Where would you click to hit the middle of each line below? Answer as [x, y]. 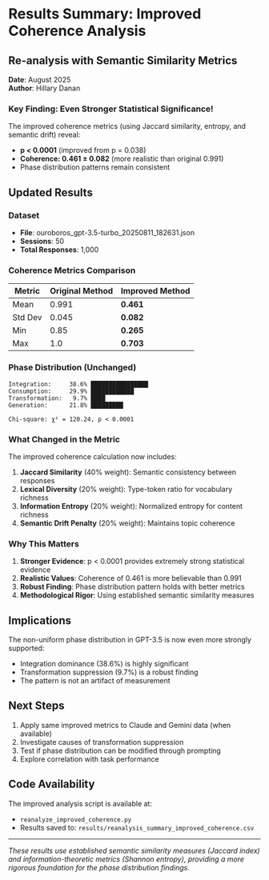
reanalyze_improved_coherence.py [76, 820]
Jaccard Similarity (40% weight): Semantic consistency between [128, 472]
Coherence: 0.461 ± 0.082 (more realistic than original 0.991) [122, 159]
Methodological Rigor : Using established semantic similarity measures [137, 595]
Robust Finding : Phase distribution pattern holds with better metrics [132, 587]
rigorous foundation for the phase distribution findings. [99, 867]
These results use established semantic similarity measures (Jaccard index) [134, 850]
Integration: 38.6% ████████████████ [78, 384]
